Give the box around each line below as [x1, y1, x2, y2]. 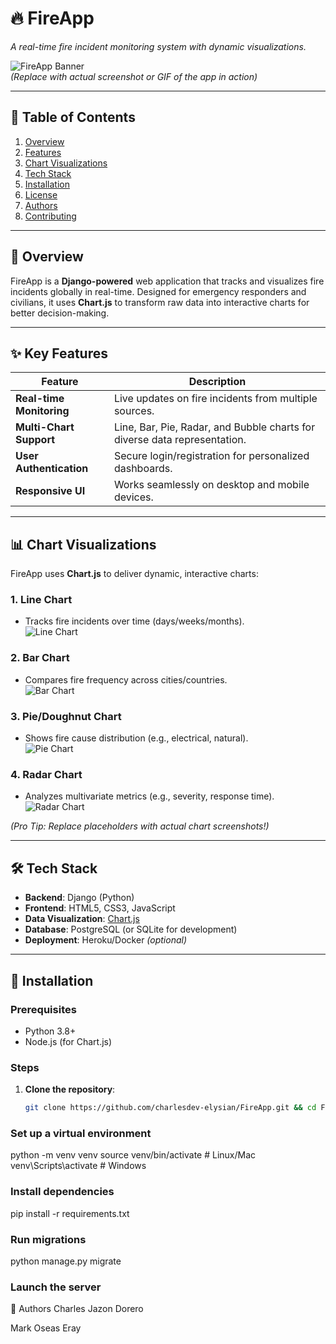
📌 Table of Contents [10, 109, 136, 126]
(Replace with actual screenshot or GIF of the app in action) [10, 70, 258, 82]
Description [188, 375, 247, 389]
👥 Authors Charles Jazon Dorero [10, 1303, 144, 1315]
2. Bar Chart [10, 651, 70, 665]
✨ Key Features [10, 345, 108, 362]
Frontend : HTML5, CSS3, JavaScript [24, 902, 176, 914]
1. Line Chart [10, 593, 73, 607]
